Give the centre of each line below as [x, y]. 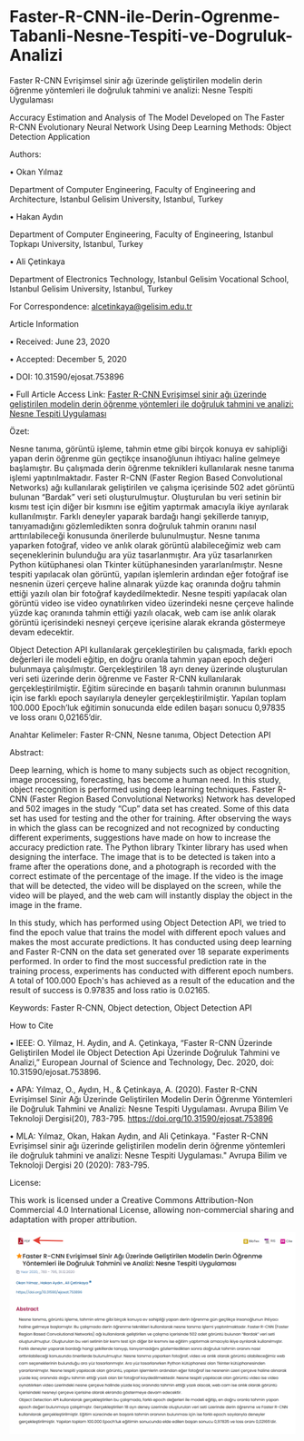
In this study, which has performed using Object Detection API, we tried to [148, 923]
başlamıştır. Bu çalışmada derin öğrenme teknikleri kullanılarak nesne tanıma [152, 468]
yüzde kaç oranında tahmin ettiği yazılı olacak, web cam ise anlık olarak [143, 612]
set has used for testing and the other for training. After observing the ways [151, 818]
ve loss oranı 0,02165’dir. [56, 717]
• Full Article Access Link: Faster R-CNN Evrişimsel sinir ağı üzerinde [138, 394]
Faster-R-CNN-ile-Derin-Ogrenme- [145, 17]
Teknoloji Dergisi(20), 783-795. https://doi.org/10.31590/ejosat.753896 [142, 1118]
